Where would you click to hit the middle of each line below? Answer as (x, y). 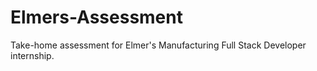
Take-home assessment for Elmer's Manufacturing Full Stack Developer (158, 45)
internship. (32, 55)
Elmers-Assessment (96, 17)
